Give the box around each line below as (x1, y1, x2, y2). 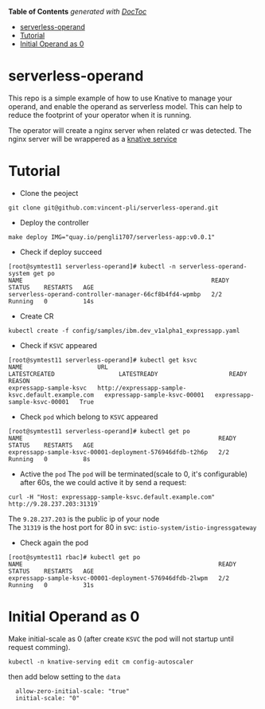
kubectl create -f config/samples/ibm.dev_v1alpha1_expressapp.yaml (8, 327, 240, 335)
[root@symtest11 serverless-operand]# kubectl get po (8, 427, 191, 435)
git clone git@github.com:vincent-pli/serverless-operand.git (8, 203, 219, 212)
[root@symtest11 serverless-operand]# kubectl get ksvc (8, 356, 197, 364)
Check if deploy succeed (19, 247, 102, 257)
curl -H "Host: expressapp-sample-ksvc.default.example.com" (8, 493, 216, 501)
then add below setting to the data (8, 672, 121, 681)
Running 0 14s (8, 297, 94, 305)
